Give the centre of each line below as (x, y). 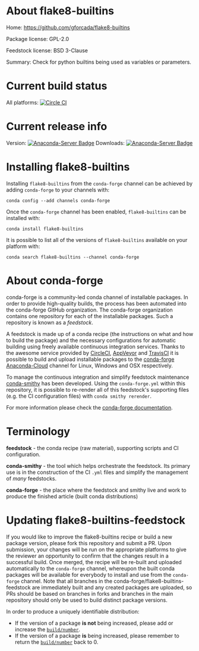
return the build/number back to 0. (56, 642)
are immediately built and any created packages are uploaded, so (112, 587)
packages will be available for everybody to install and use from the (89, 574)
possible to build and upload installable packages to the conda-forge (90, 359)
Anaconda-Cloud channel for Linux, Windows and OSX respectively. (90, 365)
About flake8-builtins (60, 11)
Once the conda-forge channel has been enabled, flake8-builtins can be (96, 212)
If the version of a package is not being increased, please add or (94, 623)
